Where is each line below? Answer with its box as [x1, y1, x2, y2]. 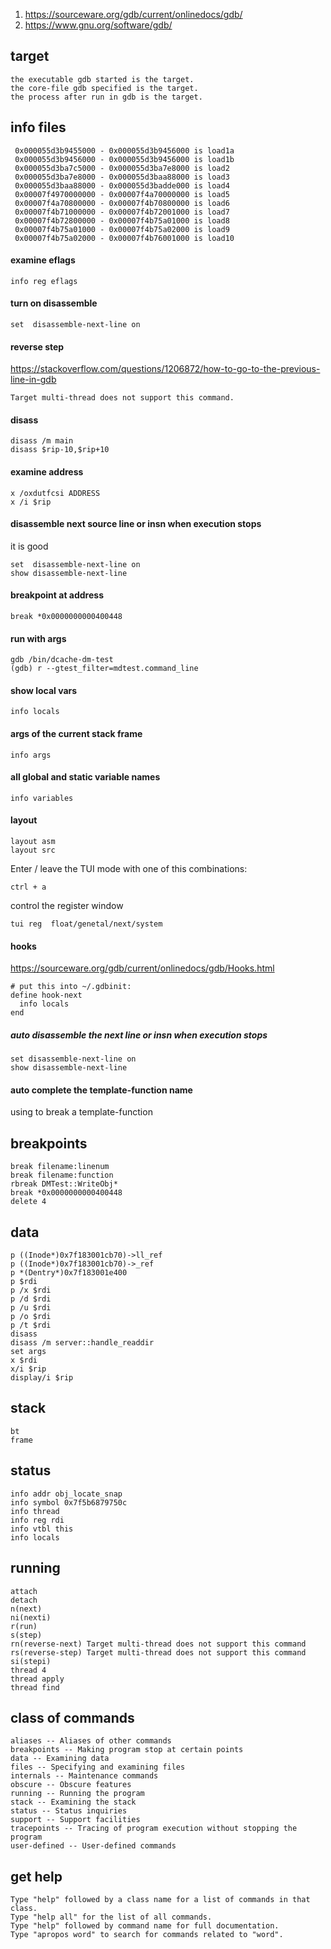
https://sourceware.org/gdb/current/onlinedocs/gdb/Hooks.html [10, 962, 275, 974]
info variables [10, 793, 74, 803]
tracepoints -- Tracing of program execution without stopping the [10, 1824, 298, 1834]
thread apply [10, 1674, 65, 1684]
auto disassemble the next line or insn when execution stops [10, 1029, 268, 1041]
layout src [10, 845, 56, 856]
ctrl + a [10, 882, 47, 893]
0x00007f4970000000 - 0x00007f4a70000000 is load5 [14, 189, 230, 199]
